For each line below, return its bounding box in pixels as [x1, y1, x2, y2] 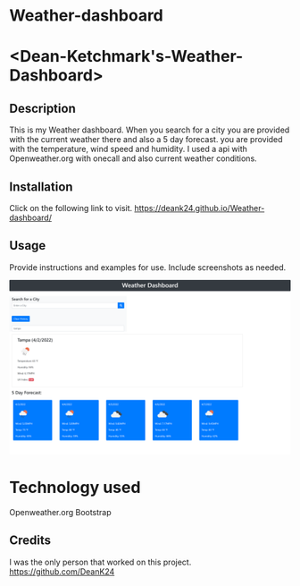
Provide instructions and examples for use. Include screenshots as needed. [9, 261, 287, 273]
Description [9, 100, 76, 116]
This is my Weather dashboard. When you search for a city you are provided [9, 124, 290, 135]
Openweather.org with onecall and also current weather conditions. [9, 153, 257, 164]
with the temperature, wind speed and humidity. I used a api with [9, 144, 247, 155]
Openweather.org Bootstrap [9, 506, 112, 517]
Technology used [9, 478, 141, 497]
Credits [9, 533, 52, 548]
